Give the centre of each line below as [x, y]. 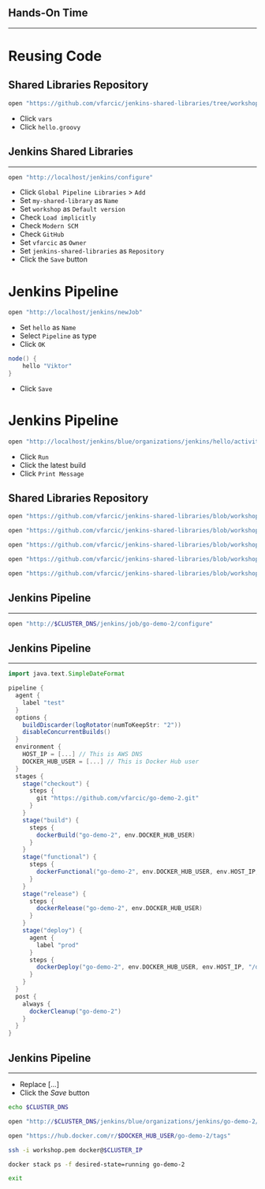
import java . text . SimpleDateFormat [67, 674]
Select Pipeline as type [58, 336]
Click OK [32, 344]
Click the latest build [53, 465]
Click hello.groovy [50, 126]
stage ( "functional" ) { [60, 857]
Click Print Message [52, 473]
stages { [30, 776]
